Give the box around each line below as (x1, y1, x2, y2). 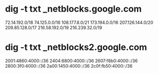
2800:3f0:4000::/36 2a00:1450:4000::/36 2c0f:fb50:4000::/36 (5, 63, 132, 69)
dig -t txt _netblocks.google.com (5, 3, 142, 15)
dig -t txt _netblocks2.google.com (5, 42, 147, 53)
